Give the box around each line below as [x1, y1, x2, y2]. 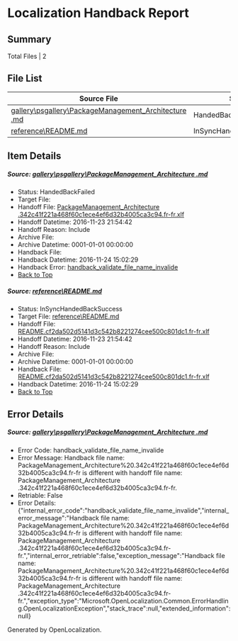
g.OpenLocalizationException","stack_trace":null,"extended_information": [17, 604, 231, 613]
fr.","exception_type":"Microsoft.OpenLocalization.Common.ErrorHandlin [17, 596, 229, 605]
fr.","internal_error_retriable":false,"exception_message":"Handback [17, 551, 215, 559]
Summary [7, 33, 52, 45]
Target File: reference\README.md [17, 312, 120, 320]
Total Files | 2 [7, 52, 47, 60]
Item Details [7, 150, 62, 162]
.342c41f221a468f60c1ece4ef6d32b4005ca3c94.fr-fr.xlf [17, 211, 185, 219]
